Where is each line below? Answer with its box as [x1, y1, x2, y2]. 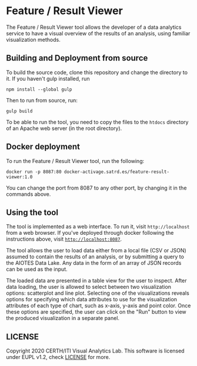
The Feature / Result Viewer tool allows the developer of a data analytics [6, 24, 182, 31]
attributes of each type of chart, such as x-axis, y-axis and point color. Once [6, 302, 191, 310]
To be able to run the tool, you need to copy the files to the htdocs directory [6, 118, 189, 125]
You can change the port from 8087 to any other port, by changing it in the [6, 184, 187, 191]
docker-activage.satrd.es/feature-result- [64, 169, 169, 175]
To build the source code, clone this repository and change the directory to [6, 69, 188, 76]
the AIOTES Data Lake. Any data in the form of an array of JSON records [6, 259, 182, 267]
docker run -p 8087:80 [6, 169, 62, 175]
